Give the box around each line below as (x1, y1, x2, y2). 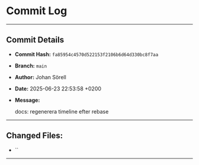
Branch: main (14, 62, 47, 69)
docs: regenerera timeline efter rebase (14, 108, 109, 115)
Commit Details (6, 35, 64, 45)
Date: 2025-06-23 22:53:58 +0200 (14, 85, 102, 92)
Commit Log (6, 4, 68, 18)
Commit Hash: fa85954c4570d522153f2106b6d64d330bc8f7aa (14, 50, 159, 57)
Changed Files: (6, 131, 63, 141)
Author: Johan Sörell (14, 73, 66, 80)
